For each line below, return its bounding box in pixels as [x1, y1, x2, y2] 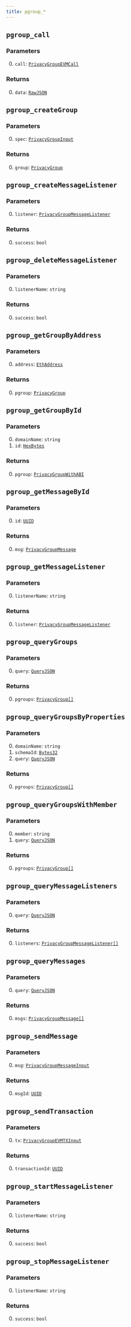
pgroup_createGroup [6, 106, 78, 114]
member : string [14, 830, 50, 838]
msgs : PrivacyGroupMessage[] [14, 1014, 84, 1022]
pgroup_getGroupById [6, 406, 82, 414]
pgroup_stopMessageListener [6, 1257, 110, 1265]
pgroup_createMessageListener [6, 181, 117, 189]
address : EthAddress [14, 360, 63, 368]
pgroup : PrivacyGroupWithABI [14, 470, 84, 477]
